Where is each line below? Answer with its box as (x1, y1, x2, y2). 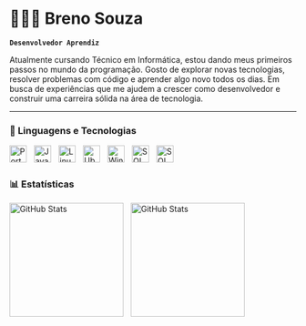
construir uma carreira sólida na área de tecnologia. (9, 93, 203, 104)
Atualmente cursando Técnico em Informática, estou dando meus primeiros (9, 54, 293, 65)
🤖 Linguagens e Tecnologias (9, 124, 137, 137)
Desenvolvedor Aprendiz (9, 38, 100, 47)
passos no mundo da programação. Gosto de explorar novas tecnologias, (9, 64, 285, 75)
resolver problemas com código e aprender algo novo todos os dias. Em (9, 73, 280, 85)
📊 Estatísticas (9, 178, 75, 190)
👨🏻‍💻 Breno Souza (9, 8, 144, 29)
